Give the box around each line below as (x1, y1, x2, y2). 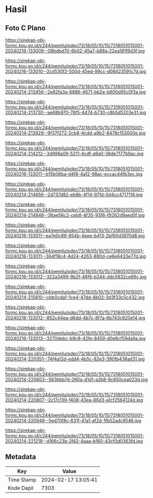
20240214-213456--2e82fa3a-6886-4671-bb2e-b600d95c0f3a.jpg (5, 89, 146, 95)
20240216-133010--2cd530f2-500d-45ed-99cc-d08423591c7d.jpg (5, 68, 146, 74)
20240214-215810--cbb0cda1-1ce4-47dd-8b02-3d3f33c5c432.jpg (5, 294, 145, 300)
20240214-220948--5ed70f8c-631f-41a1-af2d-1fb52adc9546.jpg (5, 418, 142, 423)
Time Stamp (8, 476, 37, 483)
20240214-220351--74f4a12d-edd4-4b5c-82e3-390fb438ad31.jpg (5, 356, 145, 362)
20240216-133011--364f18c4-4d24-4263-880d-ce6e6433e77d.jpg (5, 253, 146, 259)
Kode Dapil (8, 484, 34, 491)
